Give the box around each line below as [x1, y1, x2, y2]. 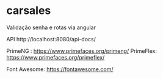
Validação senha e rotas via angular [6, 24, 96, 31]
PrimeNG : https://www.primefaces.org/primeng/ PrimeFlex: [6, 47, 158, 55]
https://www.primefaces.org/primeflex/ [6, 53, 105, 61]
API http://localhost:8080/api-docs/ [6, 35, 96, 43]
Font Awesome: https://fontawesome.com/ [6, 65, 114, 73]
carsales [6, 4, 51, 18]
